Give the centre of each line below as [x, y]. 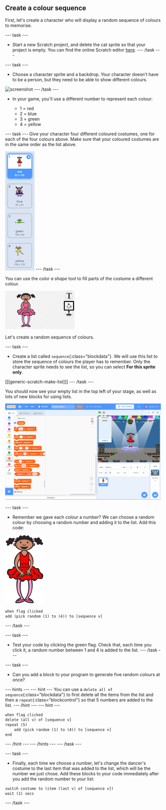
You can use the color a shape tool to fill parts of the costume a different [79, 278]
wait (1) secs [20, 794]
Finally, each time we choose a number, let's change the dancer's [79, 763]
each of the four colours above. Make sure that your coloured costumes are [82, 139]
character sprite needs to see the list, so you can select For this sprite [84, 367]
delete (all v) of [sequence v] [38, 720]
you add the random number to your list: [53, 779]
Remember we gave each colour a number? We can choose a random [83, 517]
